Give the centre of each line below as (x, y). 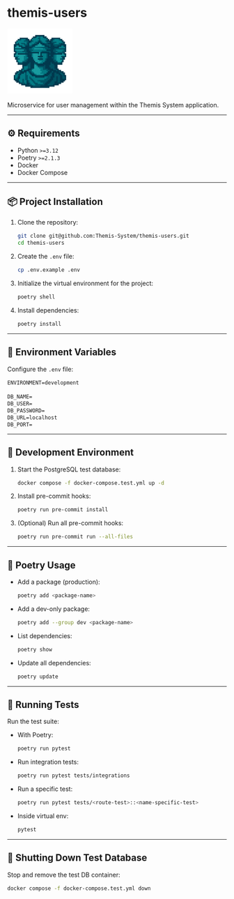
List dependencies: (45, 635)
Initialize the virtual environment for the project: (85, 283)
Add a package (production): (58, 582)
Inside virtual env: (43, 816)
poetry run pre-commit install (63, 510)
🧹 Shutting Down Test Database (77, 858)
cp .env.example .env (48, 270)
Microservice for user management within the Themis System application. (113, 105)
